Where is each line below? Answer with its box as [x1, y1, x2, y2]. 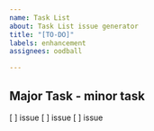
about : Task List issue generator [9, 22, 140, 31]
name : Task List [9, 13, 70, 23]
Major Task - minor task [9, 88, 146, 104]
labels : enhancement [9, 38, 87, 48]
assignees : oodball [9, 47, 83, 56]
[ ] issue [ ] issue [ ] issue [9, 112, 104, 123]
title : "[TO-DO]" [9, 30, 75, 39]
